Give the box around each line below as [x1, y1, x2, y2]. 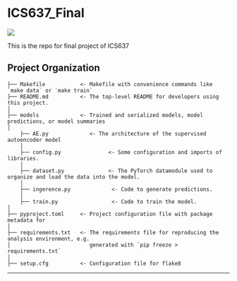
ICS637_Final [7, 5, 85, 21]
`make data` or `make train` [7, 87, 93, 94]
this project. [7, 99, 49, 107]
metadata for [7, 217, 46, 224]
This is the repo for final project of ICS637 [7, 41, 130, 50]
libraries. [7, 155, 39, 162]
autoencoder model [7, 136, 61, 143]
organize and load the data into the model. [7, 173, 140, 181]
